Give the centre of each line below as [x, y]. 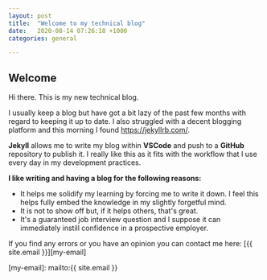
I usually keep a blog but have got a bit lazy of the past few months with [127, 113]
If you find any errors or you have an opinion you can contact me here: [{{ [131, 244]
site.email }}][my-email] [47, 252]
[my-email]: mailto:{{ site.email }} [63, 268]
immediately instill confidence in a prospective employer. [114, 228]
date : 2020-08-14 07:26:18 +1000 [68, 31]
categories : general [43, 38]
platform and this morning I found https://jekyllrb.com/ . [99, 130]
